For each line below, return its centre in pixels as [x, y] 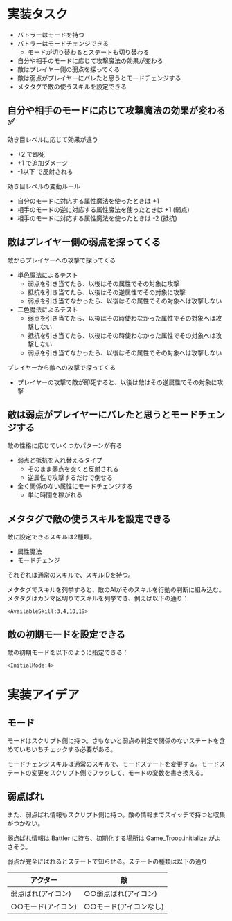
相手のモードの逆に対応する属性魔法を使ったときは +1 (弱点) [103, 209]
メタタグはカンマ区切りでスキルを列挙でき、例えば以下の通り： [98, 598]
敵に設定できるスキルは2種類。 [52, 537]
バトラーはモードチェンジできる [63, 43]
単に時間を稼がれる [55, 495]
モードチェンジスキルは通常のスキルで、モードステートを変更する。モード [113, 764]
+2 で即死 [31, 154]
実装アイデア [43, 695]
